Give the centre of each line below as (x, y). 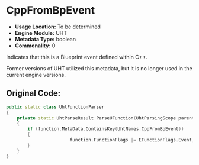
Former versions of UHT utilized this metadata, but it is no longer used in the (99, 68)
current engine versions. (36, 75)
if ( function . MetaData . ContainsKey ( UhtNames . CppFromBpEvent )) (106, 129)
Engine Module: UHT (41, 33)
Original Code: (33, 93)
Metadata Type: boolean (45, 39)
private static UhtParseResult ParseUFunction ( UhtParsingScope (97, 118)
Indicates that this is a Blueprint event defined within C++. (77, 57)
